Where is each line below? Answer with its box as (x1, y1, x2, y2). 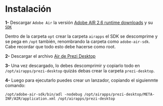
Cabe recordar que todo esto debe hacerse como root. (5, 43, 116, 49)
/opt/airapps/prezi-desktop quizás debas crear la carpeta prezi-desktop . (5, 67, 155, 74)
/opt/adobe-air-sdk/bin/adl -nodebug (5, 92, 82, 97)
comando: (5, 82, 26, 88)
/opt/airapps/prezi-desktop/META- (84, 92, 155, 97)
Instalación (5, 3, 52, 15)
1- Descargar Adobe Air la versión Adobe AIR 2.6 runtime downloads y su (5, 20, 153, 25)
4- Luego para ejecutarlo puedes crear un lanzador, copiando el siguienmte (5, 77, 159, 83)
